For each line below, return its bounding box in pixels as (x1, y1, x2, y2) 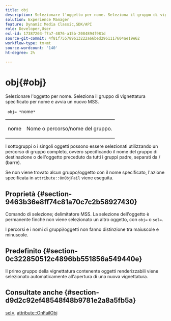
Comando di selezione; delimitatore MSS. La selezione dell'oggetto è (5, 211, 150, 217)
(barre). (5, 159, 21, 166)
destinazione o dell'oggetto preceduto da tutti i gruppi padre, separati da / (5, 154, 161, 160)
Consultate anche (5, 288, 63, 297)
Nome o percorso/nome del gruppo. (26, 125, 112, 132)
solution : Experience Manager (5, 17, 70, 22)
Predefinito (5, 247, 42, 255)
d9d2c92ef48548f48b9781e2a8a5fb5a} (5, 296, 136, 305)
